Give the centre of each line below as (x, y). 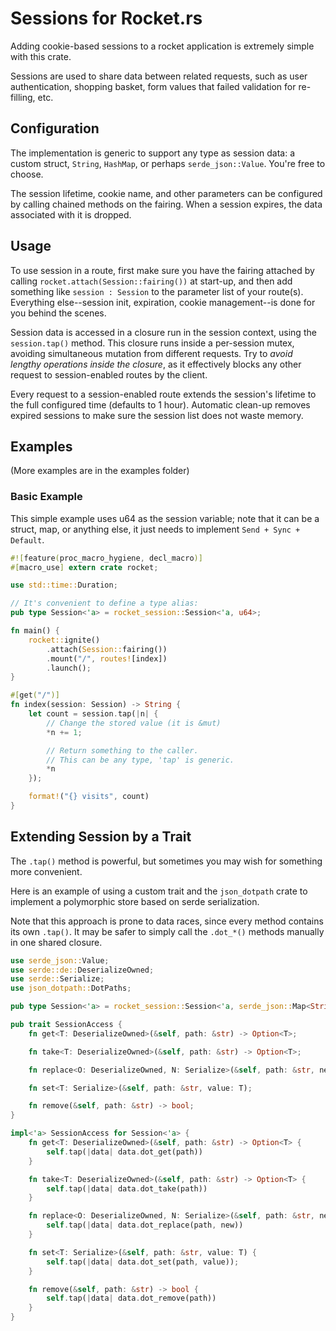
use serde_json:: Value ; (60, 960)
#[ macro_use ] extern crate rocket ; (84, 567)
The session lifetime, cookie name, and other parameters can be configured (166, 193)
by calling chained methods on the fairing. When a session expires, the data (166, 204)
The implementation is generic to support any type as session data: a (153, 153)
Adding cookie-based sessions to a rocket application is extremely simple (162, 46)
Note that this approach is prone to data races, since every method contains (167, 921)
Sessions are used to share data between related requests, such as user (159, 76)
